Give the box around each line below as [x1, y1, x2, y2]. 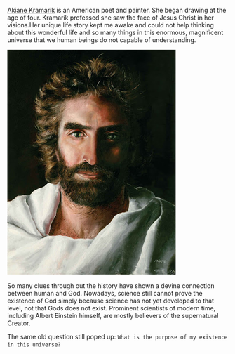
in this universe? [7, 341, 61, 348]
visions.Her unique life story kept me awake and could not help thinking [7, 21, 214, 29]
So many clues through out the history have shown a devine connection [7, 282, 215, 290]
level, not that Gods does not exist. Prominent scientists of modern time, [7, 304, 216, 312]
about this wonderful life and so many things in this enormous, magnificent [7, 28, 224, 37]
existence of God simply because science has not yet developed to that [7, 296, 215, 305]
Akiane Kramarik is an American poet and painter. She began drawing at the [7, 6, 227, 14]
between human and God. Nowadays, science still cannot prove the [7, 289, 203, 297]
